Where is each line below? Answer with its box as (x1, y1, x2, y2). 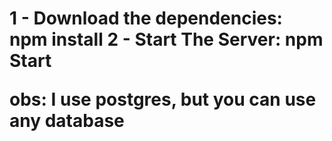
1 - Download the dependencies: (9, 7, 283, 30)
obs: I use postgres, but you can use (9, 88, 317, 111)
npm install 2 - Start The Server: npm (9, 28, 324, 51)
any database (9, 110, 125, 132)
